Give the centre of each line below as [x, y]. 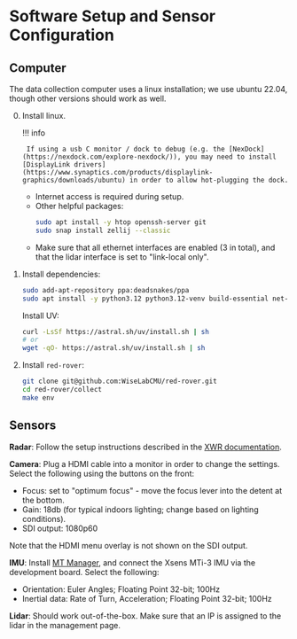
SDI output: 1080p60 [60, 528]
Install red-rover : [53, 365]
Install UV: [40, 316]
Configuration [62, 35]
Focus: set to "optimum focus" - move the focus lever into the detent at [152, 490]
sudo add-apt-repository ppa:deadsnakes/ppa [106, 290]
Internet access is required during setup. [109, 196]
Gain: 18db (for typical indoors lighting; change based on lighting [140, 509]
